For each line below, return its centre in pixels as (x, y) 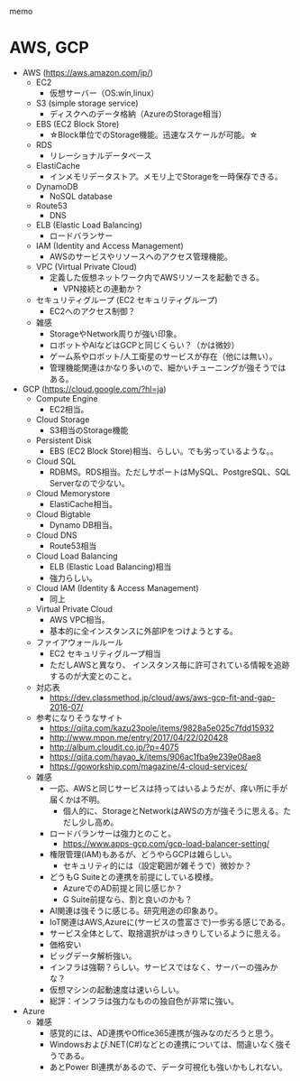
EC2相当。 (69, 409)
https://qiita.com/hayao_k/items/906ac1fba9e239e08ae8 (155, 756)
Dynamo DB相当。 (83, 524)
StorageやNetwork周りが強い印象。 (115, 333)
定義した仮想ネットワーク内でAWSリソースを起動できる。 (157, 277)
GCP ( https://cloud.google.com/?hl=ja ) (94, 389)
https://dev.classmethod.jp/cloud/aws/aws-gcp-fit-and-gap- (163, 698)
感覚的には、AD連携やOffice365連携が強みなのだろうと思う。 (164, 1033)
